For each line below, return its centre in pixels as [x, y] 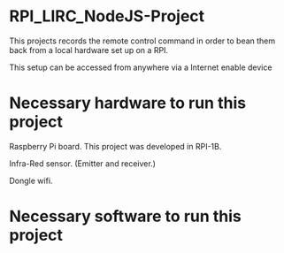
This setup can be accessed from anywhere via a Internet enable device [141, 67]
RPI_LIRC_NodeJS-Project [107, 16]
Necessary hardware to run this [127, 103]
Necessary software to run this [125, 216]
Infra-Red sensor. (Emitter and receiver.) [83, 163]
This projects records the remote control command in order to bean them [142, 41]
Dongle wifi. [31, 180]
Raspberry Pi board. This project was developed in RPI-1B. [115, 146]
